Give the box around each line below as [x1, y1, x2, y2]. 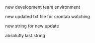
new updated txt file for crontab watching [5, 14, 91, 19]
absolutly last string [5, 33, 46, 38]
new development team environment [5, 4, 81, 10]
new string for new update [5, 23, 59, 29]
